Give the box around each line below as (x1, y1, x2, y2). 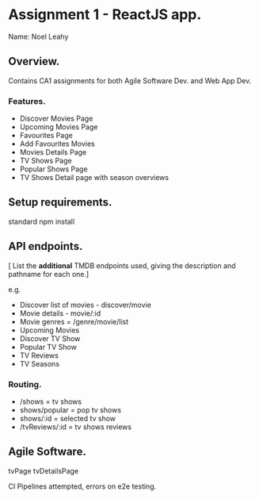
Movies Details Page (19, 148, 87, 157)
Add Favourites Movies (19, 139, 95, 148)
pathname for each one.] (8, 269, 90, 278)
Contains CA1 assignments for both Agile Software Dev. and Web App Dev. (8, 75, 252, 85)
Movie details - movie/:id (19, 308, 101, 318)
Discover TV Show (19, 333, 81, 343)
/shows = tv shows (19, 397, 82, 406)
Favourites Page (19, 131, 73, 140)
